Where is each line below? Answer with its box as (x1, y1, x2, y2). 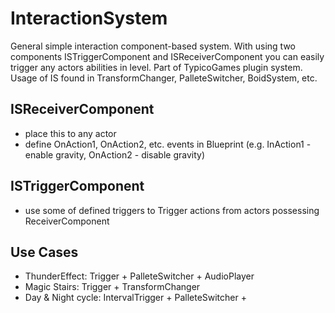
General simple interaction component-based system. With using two (10, 40, 296, 52)
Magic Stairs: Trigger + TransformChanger (24, 281, 201, 293)
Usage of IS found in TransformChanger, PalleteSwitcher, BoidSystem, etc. (10, 72, 318, 84)
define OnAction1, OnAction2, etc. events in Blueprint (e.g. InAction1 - (24, 138, 312, 150)
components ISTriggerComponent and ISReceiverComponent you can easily (10, 50, 325, 62)
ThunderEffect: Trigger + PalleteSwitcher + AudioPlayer (24, 270, 255, 282)
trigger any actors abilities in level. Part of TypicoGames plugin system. (10, 61, 303, 73)
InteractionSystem (10, 7, 168, 30)
